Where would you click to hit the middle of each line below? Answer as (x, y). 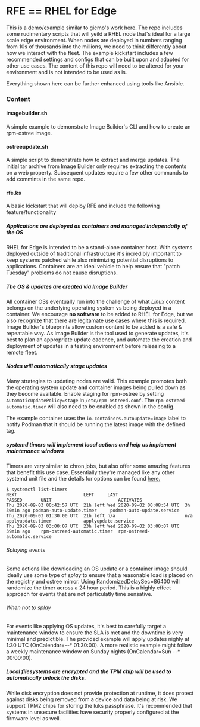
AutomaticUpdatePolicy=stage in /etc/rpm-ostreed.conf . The (80, 400)
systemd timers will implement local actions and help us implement (91, 444)
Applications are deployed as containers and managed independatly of (97, 226)
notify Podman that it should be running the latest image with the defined (96, 424)
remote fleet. (22, 352)
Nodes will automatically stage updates (57, 366)
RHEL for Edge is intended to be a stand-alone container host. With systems (99, 248)
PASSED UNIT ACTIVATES (74, 500)
